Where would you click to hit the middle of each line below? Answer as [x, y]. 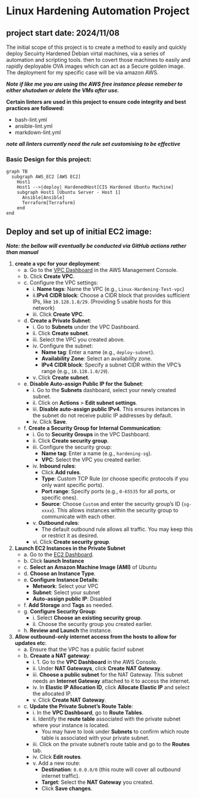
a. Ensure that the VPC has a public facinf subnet [84, 649]
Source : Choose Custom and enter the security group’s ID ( [113, 504]
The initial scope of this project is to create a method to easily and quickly [97, 47]
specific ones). [60, 497]
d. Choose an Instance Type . [60, 574]
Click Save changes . [67, 788]
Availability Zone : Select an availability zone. [97, 359]
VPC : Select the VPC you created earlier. [91, 460]
